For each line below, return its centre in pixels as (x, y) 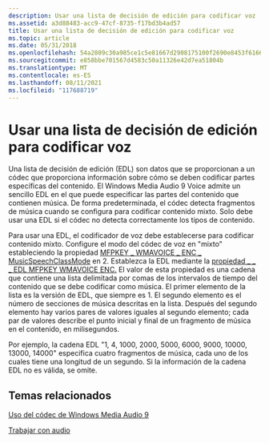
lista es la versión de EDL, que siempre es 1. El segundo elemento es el (125, 295)
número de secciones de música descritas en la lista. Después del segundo (133, 304)
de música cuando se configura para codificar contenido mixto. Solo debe (131, 211)
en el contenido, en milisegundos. (64, 329)
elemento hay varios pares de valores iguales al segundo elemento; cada (129, 312)
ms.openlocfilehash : (43, 53)
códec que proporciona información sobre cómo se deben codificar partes (132, 178)
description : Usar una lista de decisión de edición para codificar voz (132, 16)
